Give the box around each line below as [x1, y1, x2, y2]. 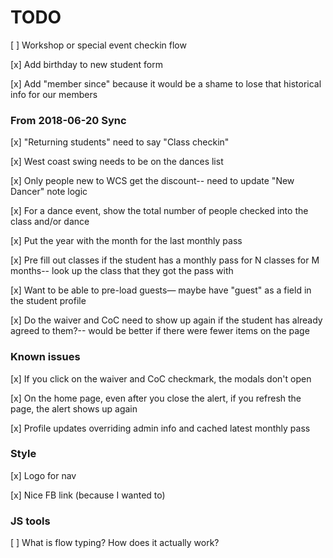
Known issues [10, 350, 81, 364]
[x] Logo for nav [10, 469, 77, 481]
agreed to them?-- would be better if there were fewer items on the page [10, 325, 310, 337]
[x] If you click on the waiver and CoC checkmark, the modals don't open [10, 372, 312, 385]
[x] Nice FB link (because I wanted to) [10, 489, 166, 501]
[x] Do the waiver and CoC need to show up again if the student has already [10, 314, 323, 326]
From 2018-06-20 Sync [10, 113, 127, 127]
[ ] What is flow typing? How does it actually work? [10, 537, 220, 549]
